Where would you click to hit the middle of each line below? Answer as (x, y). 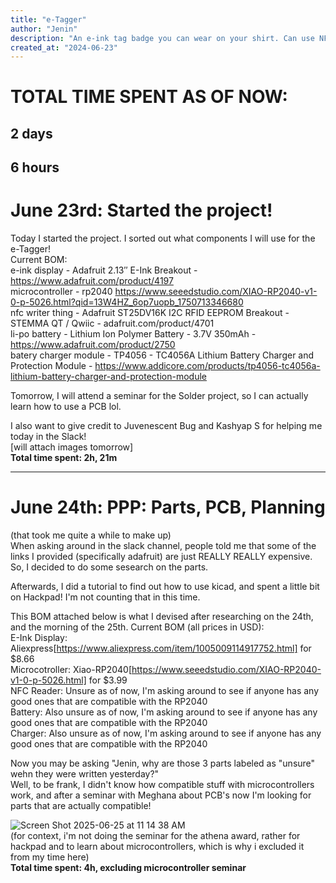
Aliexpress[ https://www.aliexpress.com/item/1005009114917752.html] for (161, 648)
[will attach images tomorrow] (72, 447)
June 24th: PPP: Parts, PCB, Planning (168, 507)
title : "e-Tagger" (48, 19)
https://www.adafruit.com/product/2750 (93, 345)
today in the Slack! (48, 437)
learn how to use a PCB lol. (66, 407)
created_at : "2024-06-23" (64, 47)
